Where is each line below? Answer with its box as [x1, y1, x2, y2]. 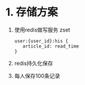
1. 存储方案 [5, 5, 58, 19]
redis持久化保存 [14, 59, 53, 67]
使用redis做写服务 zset [14, 26, 71, 33]
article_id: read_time [22, 43, 79, 49]
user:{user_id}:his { [14, 38, 68, 44]
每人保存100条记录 [14, 72, 60, 79]
